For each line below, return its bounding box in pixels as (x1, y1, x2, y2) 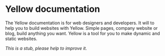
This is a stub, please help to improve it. (5, 45, 87, 51)
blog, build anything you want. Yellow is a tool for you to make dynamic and (5, 30, 161, 36)
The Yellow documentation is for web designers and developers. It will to (5, 20, 155, 26)
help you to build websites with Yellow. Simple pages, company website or (5, 25, 158, 31)
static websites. (5, 36, 37, 42)
